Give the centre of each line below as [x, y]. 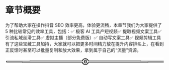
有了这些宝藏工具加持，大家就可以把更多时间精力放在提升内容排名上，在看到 [84, 43]
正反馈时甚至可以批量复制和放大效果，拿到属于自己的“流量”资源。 [73, 50]
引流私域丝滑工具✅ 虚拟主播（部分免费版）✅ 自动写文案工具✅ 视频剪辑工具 [83, 37]
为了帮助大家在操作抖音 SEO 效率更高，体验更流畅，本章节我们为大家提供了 [83, 25]
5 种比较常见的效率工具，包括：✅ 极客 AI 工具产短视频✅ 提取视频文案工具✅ [83, 31]
